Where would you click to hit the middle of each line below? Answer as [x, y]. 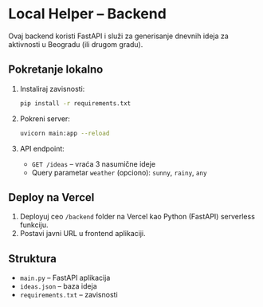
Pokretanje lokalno [56, 70]
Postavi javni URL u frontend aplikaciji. [82, 234]
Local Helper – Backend [88, 14]
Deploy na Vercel [51, 197]
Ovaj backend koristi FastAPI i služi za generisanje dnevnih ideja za [118, 36]
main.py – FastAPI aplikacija [65, 278]
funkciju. [34, 225]
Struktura [33, 259]
